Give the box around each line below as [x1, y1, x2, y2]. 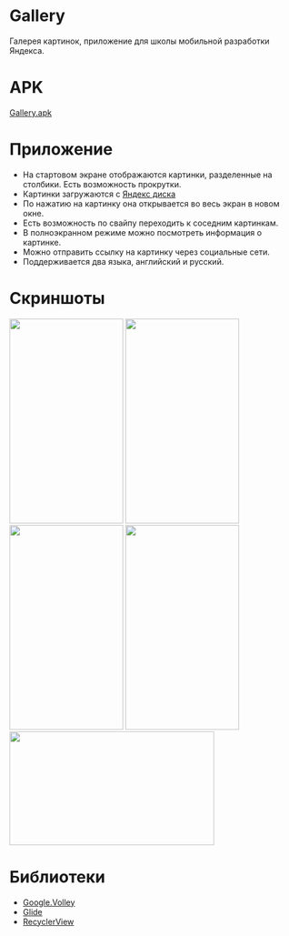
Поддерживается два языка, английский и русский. [22, 256, 224, 267]
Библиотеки [9, 866, 106, 887]
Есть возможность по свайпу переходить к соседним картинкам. [22, 217, 279, 228]
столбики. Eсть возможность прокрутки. [22, 178, 182, 189]
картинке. [22, 237, 62, 247]
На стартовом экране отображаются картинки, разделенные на [22, 169, 273, 180]
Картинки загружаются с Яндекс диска [22, 188, 176, 199]
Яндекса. [9, 45, 45, 55]
